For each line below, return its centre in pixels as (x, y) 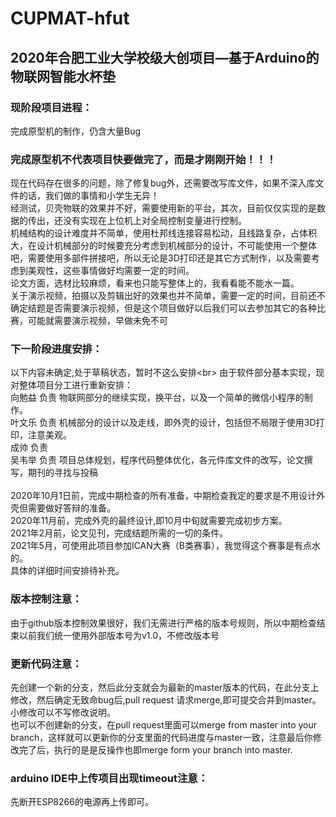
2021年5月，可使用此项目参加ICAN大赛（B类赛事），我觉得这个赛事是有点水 (165, 546)
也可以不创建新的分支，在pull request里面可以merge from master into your (164, 725)
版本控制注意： (46, 599)
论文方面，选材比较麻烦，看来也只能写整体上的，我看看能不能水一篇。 (155, 283)
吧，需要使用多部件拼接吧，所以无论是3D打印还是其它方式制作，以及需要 (161, 258)
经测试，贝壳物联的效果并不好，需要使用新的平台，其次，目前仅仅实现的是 (163, 208)
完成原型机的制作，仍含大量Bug (76, 131)
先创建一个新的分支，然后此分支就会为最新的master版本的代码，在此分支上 (165, 688)
